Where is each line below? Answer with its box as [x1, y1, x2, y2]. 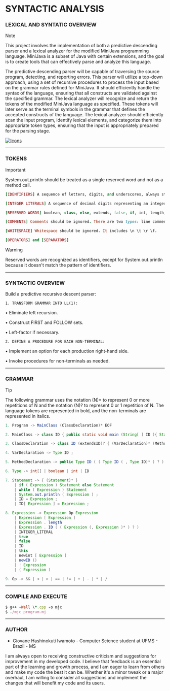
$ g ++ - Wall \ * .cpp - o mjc [5, 605, 62, 610]
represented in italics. [5, 413, 51, 419]
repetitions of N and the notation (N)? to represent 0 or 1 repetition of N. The [5, 402, 164, 408]
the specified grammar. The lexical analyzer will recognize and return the [5, 95, 157, 102]
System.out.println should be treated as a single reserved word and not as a [5, 176, 163, 183]
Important [5, 167, 26, 173]
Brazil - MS [12, 643, 36, 649]
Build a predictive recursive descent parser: [5, 291, 96, 297]
